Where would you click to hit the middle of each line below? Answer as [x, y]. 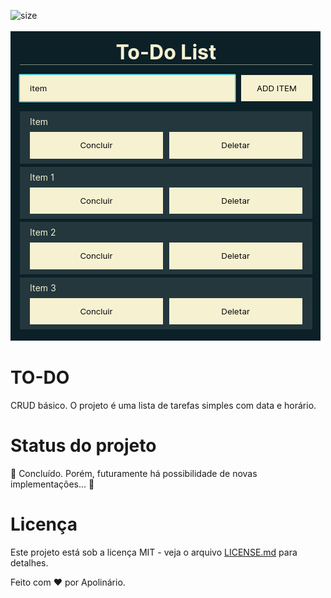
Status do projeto [83, 446]
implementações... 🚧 [52, 484]
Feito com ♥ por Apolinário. [68, 582]
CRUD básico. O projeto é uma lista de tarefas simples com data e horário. [163, 405]
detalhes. [29, 562]
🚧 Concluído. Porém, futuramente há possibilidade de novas [134, 473]
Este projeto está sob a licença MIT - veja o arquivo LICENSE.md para [154, 552]
